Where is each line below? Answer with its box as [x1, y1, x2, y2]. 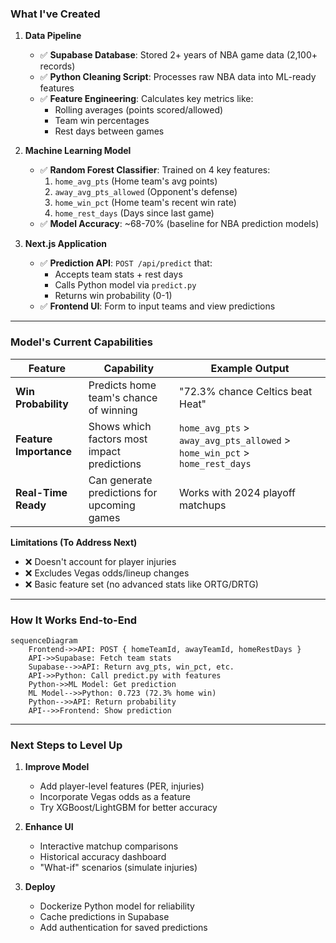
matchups [179, 498, 227, 512]
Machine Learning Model [24, 145, 132, 157]
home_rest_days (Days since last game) [54, 207, 215, 219]
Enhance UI [24, 821, 74, 833]
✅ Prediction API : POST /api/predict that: [39, 257, 213, 269]
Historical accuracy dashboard [39, 851, 167, 863]
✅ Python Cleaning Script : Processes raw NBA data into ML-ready [39, 71, 317, 83]
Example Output [210, 361, 290, 375]
